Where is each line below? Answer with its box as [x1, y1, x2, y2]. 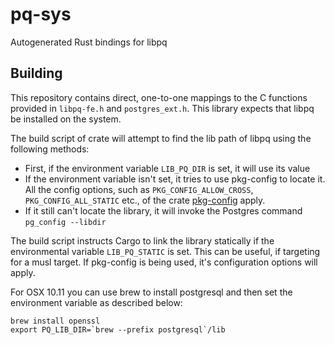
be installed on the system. [10, 113, 122, 125]
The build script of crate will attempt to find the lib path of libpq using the [10, 132, 312, 144]
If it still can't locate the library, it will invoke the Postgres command [24, 204, 303, 217]
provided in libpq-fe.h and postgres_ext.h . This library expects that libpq [10, 102, 315, 114]
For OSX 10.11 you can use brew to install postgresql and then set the [10, 286, 293, 298]
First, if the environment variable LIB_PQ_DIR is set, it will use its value [24, 162, 311, 174]
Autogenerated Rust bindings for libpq [10, 36, 168, 48]
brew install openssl [10, 316, 101, 326]
